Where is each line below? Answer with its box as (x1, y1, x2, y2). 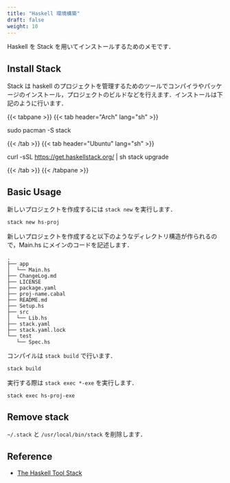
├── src (7, 308, 30, 315)
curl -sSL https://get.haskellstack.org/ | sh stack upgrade (7, 153, 170, 161)
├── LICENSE (7, 278, 41, 285)
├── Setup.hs (7, 302, 45, 309)
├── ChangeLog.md (7, 272, 57, 279)
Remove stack (7, 412, 69, 423)
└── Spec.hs (16, 338, 51, 346)
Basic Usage (7, 186, 62, 198)
